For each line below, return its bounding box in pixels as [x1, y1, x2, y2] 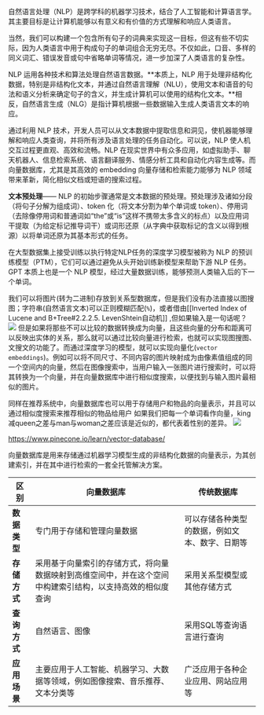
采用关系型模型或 [184, 570, 247, 580]
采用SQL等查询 [184, 620, 240, 630]
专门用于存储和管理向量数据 [35, 526, 138, 536]
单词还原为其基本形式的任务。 [35, 231, 132, 240]
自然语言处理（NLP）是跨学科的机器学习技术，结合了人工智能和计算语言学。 [8, 7, 256, 16]
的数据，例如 [184, 526, 232, 536]
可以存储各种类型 [184, 514, 247, 524]
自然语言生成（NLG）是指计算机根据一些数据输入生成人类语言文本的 [21, 99, 243, 108]
